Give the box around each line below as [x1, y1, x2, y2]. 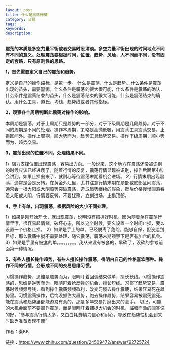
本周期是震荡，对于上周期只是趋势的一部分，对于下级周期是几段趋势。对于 [5, 120, 160, 126]
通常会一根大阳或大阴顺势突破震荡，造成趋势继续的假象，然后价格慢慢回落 [5, 186, 160, 192]
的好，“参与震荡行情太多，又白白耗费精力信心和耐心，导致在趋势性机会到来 [5, 312, 163, 317]
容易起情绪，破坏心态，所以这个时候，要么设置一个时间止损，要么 [27, 220, 165, 226]
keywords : [5, 26, 26, 31]
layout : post [5, 7, 33, 13]
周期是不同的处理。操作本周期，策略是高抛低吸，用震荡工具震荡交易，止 [14, 127, 165, 132]
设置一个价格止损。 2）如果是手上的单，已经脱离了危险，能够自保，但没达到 [5, 226, 164, 232]
